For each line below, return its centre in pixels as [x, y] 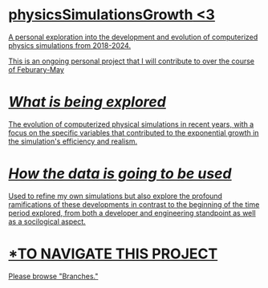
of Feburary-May [36, 69]
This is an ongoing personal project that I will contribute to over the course [132, 61]
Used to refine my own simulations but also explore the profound [116, 196]
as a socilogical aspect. [47, 221]
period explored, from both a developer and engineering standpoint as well [132, 213]
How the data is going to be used [120, 174]
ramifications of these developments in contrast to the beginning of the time [134, 204]
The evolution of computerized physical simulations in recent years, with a [131, 124]
